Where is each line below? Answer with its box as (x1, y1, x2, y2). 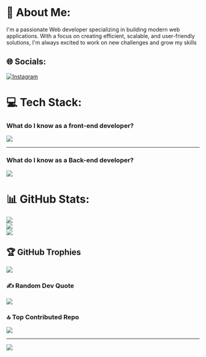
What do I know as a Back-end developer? (6, 156, 134, 165)
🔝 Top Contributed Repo (6, 312, 80, 321)
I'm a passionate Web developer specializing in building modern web (6, 26, 180, 33)
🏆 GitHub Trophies (6, 247, 82, 257)
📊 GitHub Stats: (6, 192, 90, 206)
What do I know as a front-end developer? (6, 121, 134, 130)
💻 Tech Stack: (6, 95, 82, 109)
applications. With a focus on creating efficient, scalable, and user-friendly (6, 32, 195, 39)
